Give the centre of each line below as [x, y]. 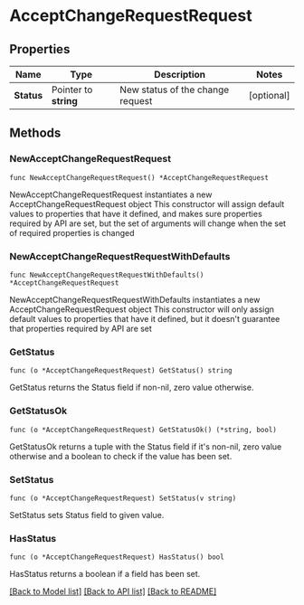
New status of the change [175, 90]
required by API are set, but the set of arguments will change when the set [148, 223]
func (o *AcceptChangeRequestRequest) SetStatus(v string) [123, 498]
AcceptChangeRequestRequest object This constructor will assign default [147, 203]
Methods [35, 133]
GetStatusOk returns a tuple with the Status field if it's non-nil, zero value [146, 446]
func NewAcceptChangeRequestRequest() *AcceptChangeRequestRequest [139, 177]
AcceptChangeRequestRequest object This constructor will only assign [142, 309]
